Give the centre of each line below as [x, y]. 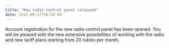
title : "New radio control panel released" [52, 10]
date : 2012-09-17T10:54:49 [34, 15]
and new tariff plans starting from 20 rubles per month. [62, 40]
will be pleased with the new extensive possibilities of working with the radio [85, 34]
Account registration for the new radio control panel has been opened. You [83, 29]
